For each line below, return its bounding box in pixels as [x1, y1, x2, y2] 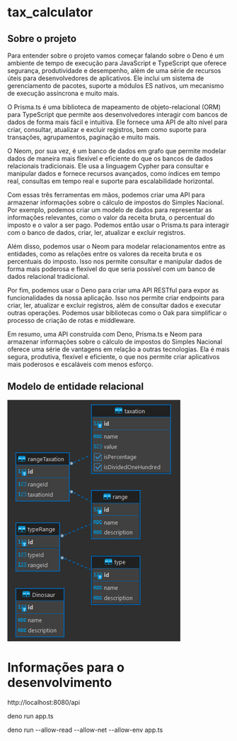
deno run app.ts [7, 711, 54, 720]
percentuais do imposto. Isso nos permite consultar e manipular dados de [7, 257, 222, 265]
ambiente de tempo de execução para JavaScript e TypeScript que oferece [7, 59, 227, 67]
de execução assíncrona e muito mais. [7, 89, 120, 97]
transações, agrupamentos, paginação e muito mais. [7, 133, 161, 141]
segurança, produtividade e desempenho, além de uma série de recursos [7, 67, 221, 75]
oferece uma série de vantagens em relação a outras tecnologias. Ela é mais [7, 345, 230, 353]
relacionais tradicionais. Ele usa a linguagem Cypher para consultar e [7, 162, 209, 170]
